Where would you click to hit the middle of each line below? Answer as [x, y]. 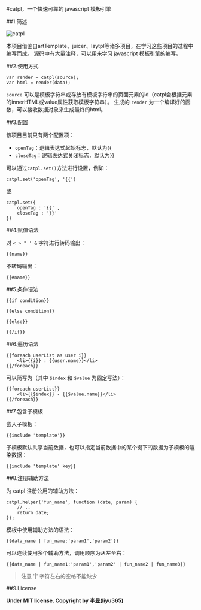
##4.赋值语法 [22, 230]
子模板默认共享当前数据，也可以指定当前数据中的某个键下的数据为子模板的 [98, 447]
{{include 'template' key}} [41, 466]
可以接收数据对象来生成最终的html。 [61, 109]
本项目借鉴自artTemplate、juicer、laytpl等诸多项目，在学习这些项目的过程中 [100, 46]
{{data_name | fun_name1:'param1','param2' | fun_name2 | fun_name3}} [96, 564]
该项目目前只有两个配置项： [40, 135]
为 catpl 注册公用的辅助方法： [43, 491]
